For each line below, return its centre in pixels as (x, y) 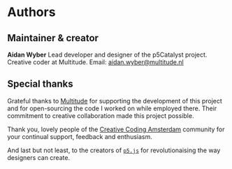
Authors (31, 12)
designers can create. (39, 157)
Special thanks (40, 84)
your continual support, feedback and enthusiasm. (80, 136)
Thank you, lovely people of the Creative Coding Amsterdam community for (116, 129)
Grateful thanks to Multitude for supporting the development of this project (115, 101)
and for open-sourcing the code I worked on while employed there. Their (112, 108)
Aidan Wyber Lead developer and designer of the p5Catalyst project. (107, 54)
